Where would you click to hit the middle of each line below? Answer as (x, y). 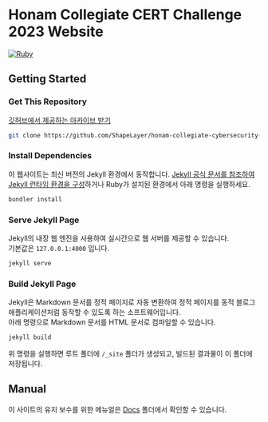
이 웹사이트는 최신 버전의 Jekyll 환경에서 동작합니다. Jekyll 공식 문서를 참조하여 (132, 174)
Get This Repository (48, 102)
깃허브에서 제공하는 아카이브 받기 (60, 120)
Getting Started (47, 79)
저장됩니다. (26, 364)
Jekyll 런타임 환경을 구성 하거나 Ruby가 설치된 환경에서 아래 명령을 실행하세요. (130, 184)
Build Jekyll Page (42, 284)
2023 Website (56, 32)
